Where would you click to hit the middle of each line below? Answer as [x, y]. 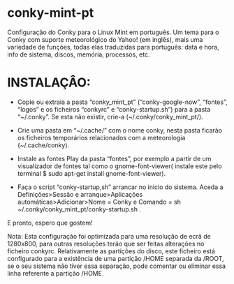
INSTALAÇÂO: [49, 83]
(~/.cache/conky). [43, 145]
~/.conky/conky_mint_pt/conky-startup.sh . [79, 209]
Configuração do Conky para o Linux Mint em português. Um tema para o [113, 32]
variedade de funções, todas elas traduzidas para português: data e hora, [113, 47]
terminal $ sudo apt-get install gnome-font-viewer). [92, 173]
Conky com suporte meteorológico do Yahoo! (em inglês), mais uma [105, 39]
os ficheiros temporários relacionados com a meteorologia [101, 137]
